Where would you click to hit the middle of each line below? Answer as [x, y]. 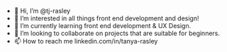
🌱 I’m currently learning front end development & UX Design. [103, 26]
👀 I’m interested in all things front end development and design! [107, 18]
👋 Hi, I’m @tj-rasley [42, 11]
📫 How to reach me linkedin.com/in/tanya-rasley [86, 41]
